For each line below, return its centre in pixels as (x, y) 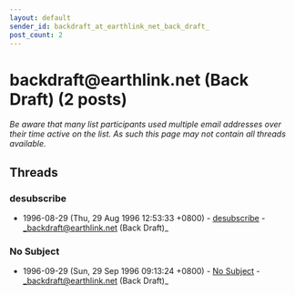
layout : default (40, 18)
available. (28, 144)
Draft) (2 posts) (68, 99)
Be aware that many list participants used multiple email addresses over (146, 125)
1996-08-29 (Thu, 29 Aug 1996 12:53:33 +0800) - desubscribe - (144, 218)
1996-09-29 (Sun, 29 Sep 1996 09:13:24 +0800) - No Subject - (142, 271)
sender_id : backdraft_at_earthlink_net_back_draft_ (109, 26)
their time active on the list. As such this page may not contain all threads (148, 134)
